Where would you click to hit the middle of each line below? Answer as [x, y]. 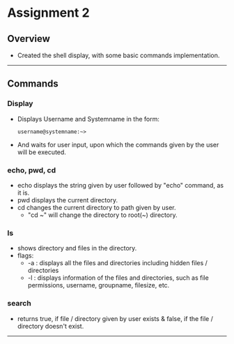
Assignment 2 [48, 13]
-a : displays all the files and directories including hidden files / [117, 263]
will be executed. [41, 152]
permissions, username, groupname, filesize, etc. [99, 285]
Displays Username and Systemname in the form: [88, 119]
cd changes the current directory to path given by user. [96, 207]
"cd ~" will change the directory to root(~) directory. [102, 215]
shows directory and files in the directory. [77, 248]
